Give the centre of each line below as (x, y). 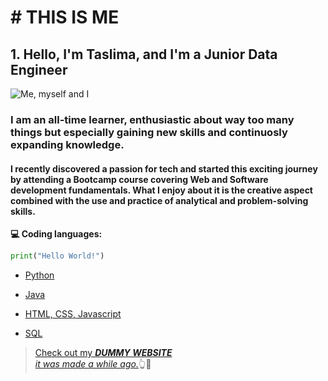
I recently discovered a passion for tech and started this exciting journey (164, 168)
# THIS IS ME (65, 17)
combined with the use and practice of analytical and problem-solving (159, 200)
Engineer (39, 69)
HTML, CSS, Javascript (73, 314)
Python (39, 275)
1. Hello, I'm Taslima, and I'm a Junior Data (144, 54)
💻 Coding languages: (56, 234)
